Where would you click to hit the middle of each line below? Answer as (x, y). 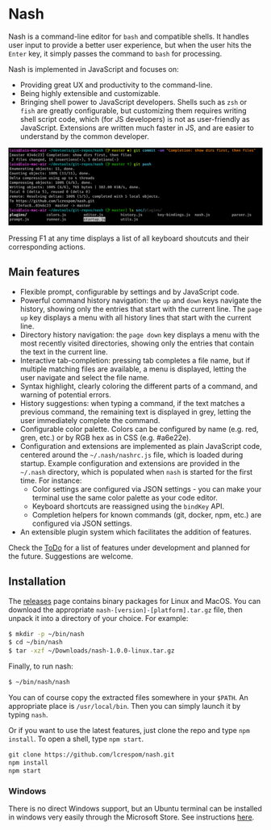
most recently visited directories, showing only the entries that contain (137, 343)
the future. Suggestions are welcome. (71, 556)
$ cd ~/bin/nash (35, 643)
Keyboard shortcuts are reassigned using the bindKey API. (128, 506)
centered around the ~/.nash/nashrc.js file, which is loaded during (131, 455)
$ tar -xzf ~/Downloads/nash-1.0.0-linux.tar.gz (92, 651)
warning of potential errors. (65, 394)
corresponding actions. (47, 246)
